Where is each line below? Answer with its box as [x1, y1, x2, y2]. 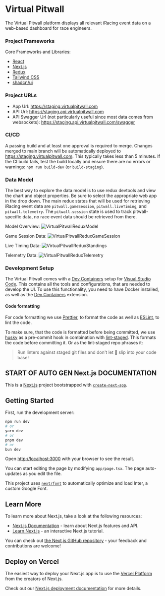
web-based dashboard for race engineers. [5, 25, 92, 31]
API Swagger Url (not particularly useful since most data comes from [12, 114, 154, 120]
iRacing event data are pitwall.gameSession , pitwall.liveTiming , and [5, 203, 147, 209]
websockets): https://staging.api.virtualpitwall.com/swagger [12, 119, 135, 125]
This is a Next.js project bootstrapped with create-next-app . [5, 382, 128, 388]
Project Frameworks [5, 37, 55, 44]
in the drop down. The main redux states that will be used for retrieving [5, 198, 150, 204]
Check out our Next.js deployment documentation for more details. [5, 586, 142, 591]
